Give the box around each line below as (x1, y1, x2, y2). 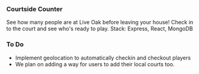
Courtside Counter (6, 5, 63, 13)
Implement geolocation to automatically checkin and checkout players (15, 54, 191, 61)
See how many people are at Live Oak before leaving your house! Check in (6, 19, 194, 26)
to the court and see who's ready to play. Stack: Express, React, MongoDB (6, 25, 194, 32)
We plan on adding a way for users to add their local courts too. (15, 60, 175, 68)
